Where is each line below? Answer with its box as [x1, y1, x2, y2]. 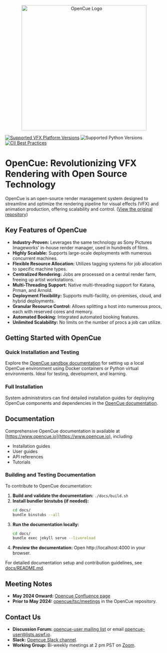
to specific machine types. [12, 266, 67, 272]
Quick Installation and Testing [5, 349, 79, 356]
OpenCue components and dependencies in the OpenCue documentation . [5, 400, 158, 406]
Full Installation [5, 383, 43, 390]
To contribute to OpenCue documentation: [5, 482, 92, 488]
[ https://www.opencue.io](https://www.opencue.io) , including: [5, 433, 133, 439]
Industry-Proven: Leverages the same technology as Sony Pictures [12, 239, 152, 245]
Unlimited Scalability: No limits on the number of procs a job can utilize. [12, 319, 161, 325]
